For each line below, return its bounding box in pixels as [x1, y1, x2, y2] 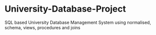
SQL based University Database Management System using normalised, [4, 19, 151, 25]
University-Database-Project [4, 3, 126, 15]
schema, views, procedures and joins [4, 24, 80, 30]
